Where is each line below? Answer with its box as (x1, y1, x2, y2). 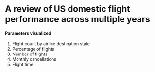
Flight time (12, 62, 34, 68)
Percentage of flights (12, 46, 54, 52)
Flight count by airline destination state (12, 41, 90, 47)
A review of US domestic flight (5, 3, 130, 15)
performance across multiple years (5, 14, 151, 25)
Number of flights (12, 51, 48, 57)
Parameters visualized (5, 30, 52, 36)
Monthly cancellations (12, 56, 57, 62)
